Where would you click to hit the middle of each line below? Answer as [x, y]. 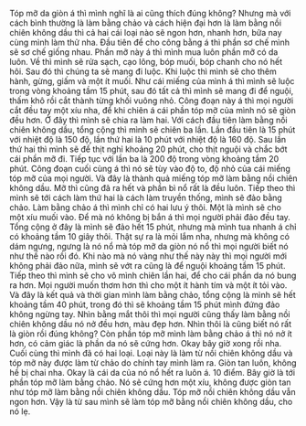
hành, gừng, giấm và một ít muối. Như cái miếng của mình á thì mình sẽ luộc [152, 81]
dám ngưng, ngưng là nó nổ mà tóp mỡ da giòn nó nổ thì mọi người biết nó [149, 246]
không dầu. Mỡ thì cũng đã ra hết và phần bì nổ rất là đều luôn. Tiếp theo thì [153, 188]
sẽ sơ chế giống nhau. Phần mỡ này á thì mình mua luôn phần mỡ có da [144, 52]
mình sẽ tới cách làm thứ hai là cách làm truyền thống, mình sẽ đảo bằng [146, 197]
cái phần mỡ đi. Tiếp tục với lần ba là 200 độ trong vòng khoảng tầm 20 [144, 159]
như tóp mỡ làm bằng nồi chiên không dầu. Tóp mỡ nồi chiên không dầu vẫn [153, 392]
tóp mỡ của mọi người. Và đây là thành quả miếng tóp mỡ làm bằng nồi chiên [153, 178]
